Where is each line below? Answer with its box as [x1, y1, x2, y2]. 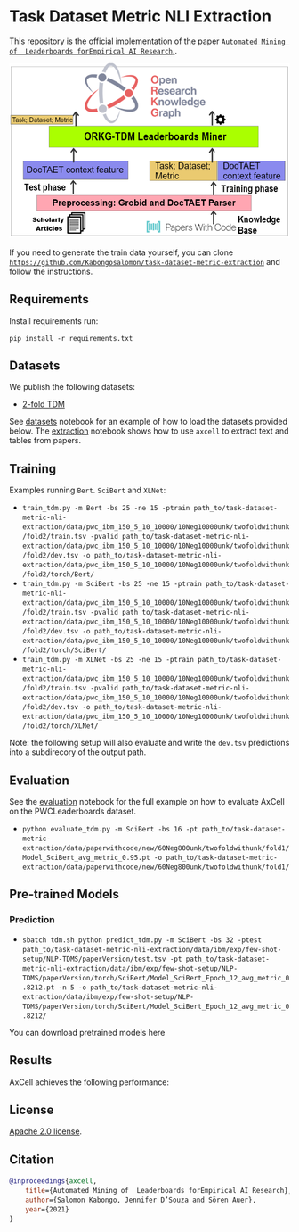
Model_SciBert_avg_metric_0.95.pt [21, 854, 150, 863]
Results [9, 1053, 53, 1068]
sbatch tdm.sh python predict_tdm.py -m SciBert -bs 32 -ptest [21, 935, 263, 945]
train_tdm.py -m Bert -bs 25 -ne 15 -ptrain [21, 504, 190, 513]
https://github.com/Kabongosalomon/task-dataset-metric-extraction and [9, 256, 280, 267]
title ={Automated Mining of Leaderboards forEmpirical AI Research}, [25, 1187, 293, 1195]
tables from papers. [9, 435, 82, 446]
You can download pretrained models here [9, 1027, 166, 1038]
